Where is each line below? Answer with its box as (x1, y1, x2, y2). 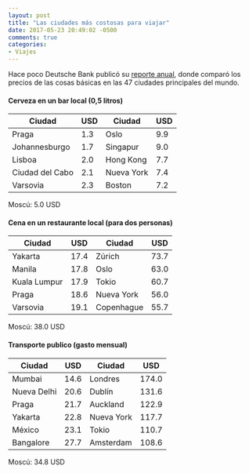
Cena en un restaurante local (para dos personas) (8, 217, 173, 227)
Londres (89, 373, 120, 384)
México (12, 424, 39, 435)
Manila (12, 264, 37, 275)
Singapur (105, 142, 139, 153)
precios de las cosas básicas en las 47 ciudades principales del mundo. (8, 78, 240, 87)
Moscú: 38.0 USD (8, 322, 65, 332)
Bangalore (12, 437, 50, 448)
